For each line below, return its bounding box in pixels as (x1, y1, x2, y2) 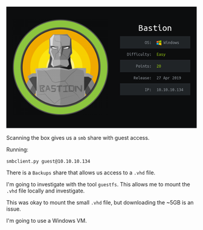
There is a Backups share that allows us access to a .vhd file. (6, 169, 156, 176)
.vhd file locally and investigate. (6, 187, 85, 194)
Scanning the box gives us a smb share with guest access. (6, 134, 150, 142)
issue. (6, 205, 21, 212)
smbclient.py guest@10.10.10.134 (6, 159, 91, 165)
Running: (6, 146, 29, 153)
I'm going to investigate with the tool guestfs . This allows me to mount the (6, 181, 190, 188)
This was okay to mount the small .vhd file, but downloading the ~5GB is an (6, 199, 194, 206)
